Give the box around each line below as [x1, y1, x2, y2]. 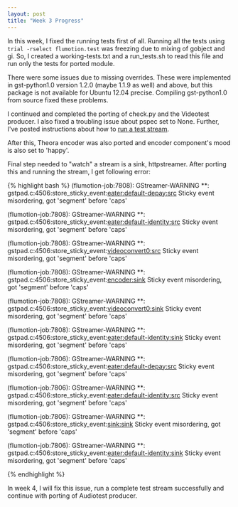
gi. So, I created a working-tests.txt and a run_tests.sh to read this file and [7, 51, 224, 60]
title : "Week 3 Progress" [7, 17, 84, 24]
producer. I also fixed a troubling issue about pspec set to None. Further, [7, 117, 220, 125]
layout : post [7, 10, 46, 18]
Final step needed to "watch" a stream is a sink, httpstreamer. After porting [7, 159, 227, 168]
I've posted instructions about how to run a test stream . [7, 124, 170, 133]
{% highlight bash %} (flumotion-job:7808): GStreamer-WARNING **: [7, 181, 210, 189]
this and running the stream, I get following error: [7, 167, 151, 176]
